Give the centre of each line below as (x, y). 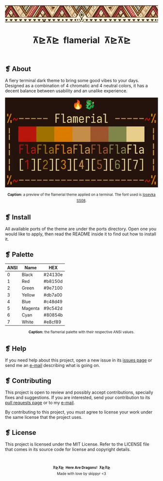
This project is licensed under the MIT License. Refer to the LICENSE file (77, 444)
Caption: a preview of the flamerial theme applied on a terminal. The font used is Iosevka (81, 195)
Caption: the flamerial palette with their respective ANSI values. (81, 332)
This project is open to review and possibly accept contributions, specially (79, 392)
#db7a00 (53, 295)
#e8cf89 (52, 322)
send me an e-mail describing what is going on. (53, 365)
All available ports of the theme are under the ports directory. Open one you (81, 229)
